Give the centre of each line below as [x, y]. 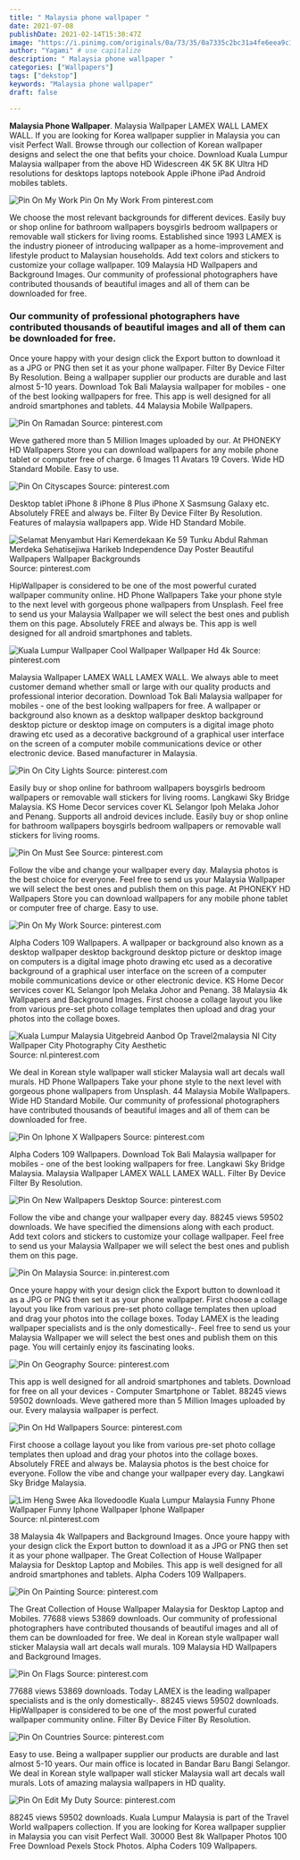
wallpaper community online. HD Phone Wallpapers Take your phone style [146, 594]
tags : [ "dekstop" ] [43, 76]
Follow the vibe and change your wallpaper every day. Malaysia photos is [144, 870]
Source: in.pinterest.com [124, 1272]
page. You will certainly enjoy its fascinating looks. [102, 1347]
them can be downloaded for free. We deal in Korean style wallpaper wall [144, 1637]
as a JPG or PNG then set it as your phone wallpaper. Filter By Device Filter [147, 367]
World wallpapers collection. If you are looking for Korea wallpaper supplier [148, 1826]
